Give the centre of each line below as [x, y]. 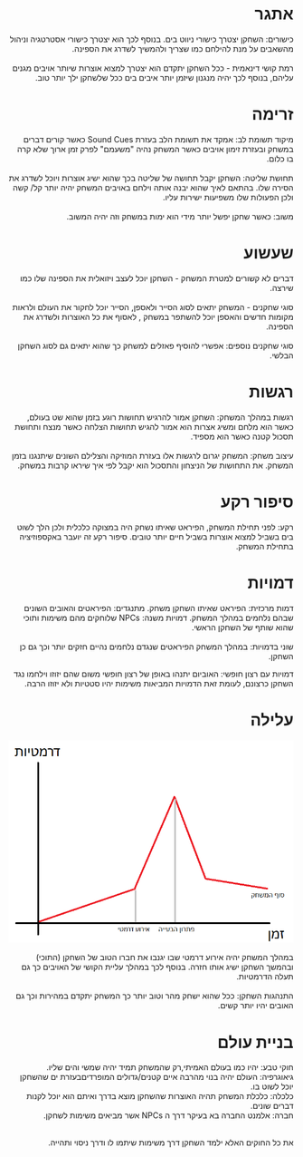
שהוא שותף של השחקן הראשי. [242, 627]
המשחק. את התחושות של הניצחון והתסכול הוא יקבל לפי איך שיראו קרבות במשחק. [155, 465]
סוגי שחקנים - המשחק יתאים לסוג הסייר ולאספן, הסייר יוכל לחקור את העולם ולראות [153, 306]
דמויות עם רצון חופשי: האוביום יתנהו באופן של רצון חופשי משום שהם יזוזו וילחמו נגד [153, 674]
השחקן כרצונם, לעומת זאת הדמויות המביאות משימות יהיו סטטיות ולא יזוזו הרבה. [159, 683]
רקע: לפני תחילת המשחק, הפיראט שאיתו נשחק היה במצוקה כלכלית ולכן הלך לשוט [155, 527]
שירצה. [282, 287]
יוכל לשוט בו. [272, 1086]
